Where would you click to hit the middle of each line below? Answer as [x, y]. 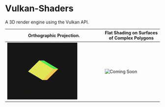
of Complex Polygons [131, 38]
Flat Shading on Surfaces [131, 33]
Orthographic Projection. [54, 35]
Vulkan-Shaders [39, 9]
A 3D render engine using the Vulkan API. [47, 22]
